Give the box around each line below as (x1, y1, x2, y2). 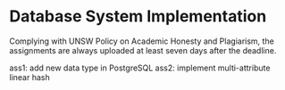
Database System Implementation (9, 6, 267, 27)
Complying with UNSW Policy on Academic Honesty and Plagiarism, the (9, 36, 274, 46)
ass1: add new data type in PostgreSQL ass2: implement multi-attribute (9, 62, 271, 73)
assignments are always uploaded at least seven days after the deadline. (9, 45, 277, 55)
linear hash (9, 71, 51, 82)
